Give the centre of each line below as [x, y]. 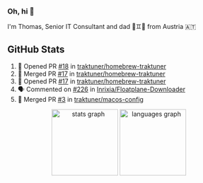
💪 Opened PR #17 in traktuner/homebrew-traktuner [92, 81]
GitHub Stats [36, 49]
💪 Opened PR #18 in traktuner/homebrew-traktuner [92, 66]
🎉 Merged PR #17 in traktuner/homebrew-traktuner [91, 74]
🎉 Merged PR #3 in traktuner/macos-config [80, 100]
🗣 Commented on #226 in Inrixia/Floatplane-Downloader [101, 89]
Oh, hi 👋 [21, 11]
